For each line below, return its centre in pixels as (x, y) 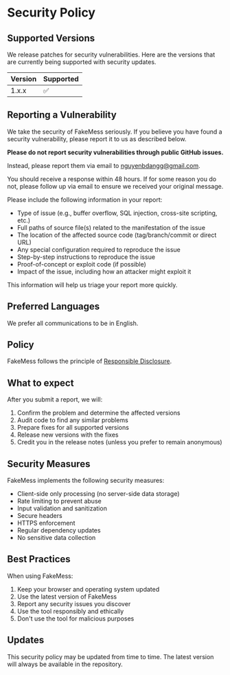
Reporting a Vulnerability (62, 115)
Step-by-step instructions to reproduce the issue (86, 257)
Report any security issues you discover (74, 603)
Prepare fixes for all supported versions (73, 428)
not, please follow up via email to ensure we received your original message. (115, 186)
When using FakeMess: (40, 576)
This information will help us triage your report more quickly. (92, 284)
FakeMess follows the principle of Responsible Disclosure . (90, 361)
